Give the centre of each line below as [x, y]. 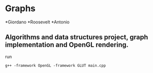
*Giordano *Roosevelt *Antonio [37, 22]
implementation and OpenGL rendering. [67, 45]
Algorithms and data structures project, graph [76, 37]
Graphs [20, 9]
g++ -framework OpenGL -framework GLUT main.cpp [55, 65]
